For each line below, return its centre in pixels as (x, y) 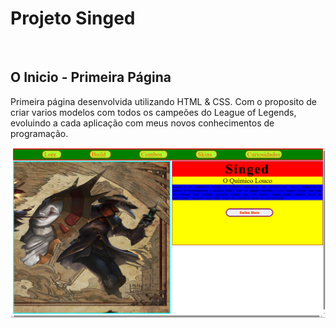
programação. (39, 133)
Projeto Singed (73, 18)
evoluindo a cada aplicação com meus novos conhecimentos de (142, 123)
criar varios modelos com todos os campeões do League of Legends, (153, 112)
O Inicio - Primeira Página (91, 77)
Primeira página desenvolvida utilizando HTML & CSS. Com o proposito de (163, 101)
